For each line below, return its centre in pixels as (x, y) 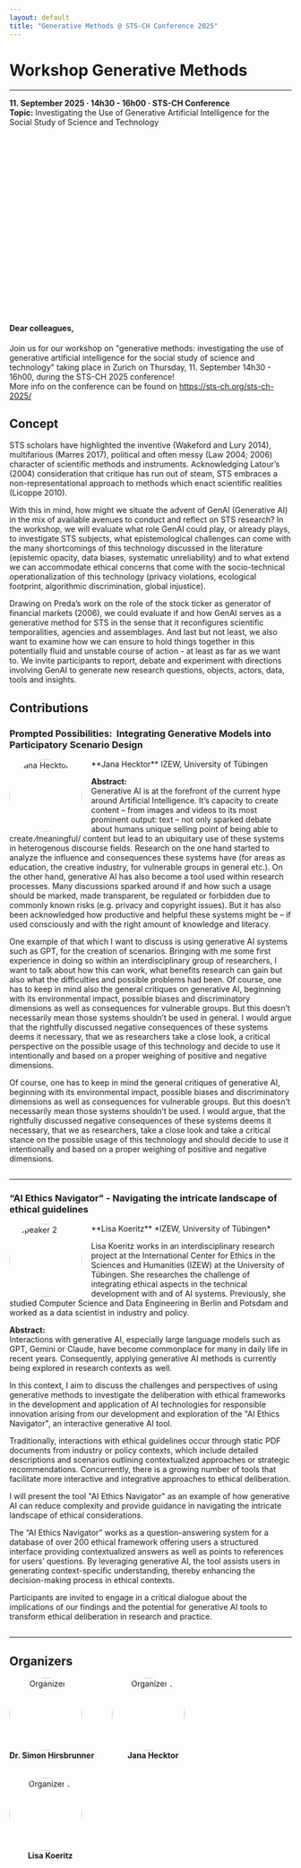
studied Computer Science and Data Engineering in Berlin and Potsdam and (149, 1303)
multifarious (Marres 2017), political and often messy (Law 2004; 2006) (141, 455)
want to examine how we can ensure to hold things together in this (132, 642)
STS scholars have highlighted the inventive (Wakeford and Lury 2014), (140, 445)
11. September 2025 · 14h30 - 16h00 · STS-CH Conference (120, 103)
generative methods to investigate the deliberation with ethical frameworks (147, 1395)
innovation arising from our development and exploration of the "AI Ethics (145, 1414)
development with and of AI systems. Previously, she (189, 1294)
